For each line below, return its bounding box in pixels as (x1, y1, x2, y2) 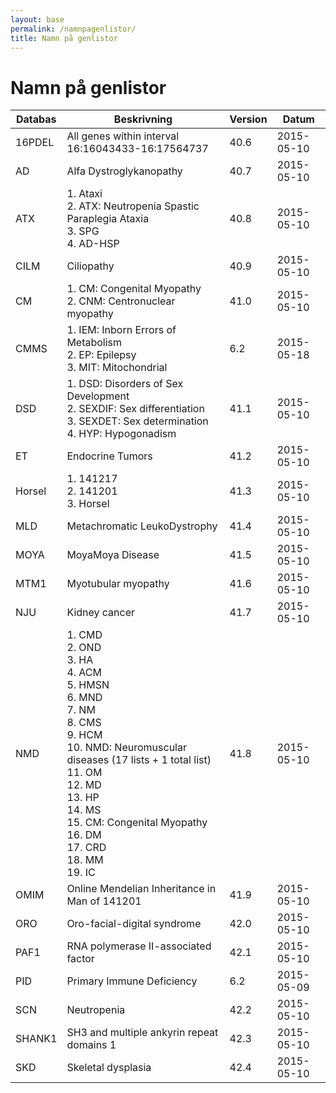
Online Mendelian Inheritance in (66, 882, 217, 896)
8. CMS (66, 716, 102, 730)
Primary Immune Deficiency (66, 974, 198, 988)
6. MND (66, 691, 103, 705)
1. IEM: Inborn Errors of (66, 323, 177, 337)
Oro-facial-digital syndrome (66, 917, 202, 931)
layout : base (10, 14, 65, 25)
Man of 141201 (66, 894, 142, 908)
